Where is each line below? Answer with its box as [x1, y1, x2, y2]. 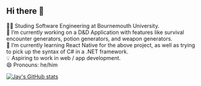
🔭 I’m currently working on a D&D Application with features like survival [6, 28, 184, 36]
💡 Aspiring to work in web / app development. [6, 54, 121, 61]
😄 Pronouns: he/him [6, 61, 58, 68]
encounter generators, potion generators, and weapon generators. [6, 35, 173, 42]
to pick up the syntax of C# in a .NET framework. [6, 48, 129, 55]
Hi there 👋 [6, 6, 44, 16]
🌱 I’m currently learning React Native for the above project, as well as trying [6, 41, 196, 48]
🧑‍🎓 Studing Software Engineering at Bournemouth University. [6, 22, 160, 29]
